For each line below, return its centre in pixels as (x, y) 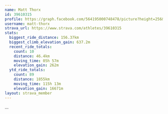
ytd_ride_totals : (27, 70)
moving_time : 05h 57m (36, 61)
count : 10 (24, 51)
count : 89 (24, 75)
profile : (14, 19)
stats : (12, 33)
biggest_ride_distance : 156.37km (44, 38)
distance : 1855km (32, 79)
